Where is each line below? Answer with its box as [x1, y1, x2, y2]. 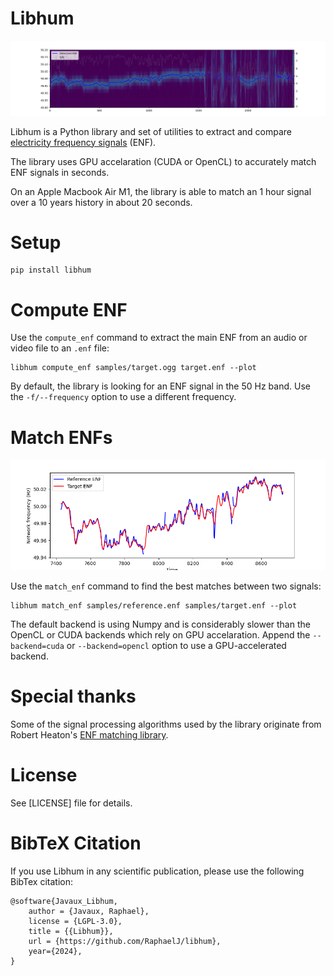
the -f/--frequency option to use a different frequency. [10, 391, 237, 403]
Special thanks [10, 685, 137, 708]
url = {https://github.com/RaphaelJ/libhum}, [28, 936, 222, 946]
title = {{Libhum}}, [28, 926, 114, 936]
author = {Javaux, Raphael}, [28, 906, 150, 916]
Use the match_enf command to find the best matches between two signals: [10, 580, 322, 592]
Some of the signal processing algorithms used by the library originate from [10, 718, 322, 730]
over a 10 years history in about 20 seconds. [10, 196, 193, 208]
